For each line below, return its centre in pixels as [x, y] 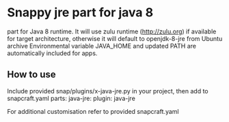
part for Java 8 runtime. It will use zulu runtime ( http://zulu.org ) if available [112, 31]
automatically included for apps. [52, 53]
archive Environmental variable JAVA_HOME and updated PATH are [102, 46]
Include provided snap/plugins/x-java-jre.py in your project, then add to [108, 91]
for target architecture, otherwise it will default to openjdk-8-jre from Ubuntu [115, 38]
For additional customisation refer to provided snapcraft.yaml [93, 111]
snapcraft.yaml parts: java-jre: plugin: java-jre [71, 98]
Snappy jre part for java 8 [80, 13]
